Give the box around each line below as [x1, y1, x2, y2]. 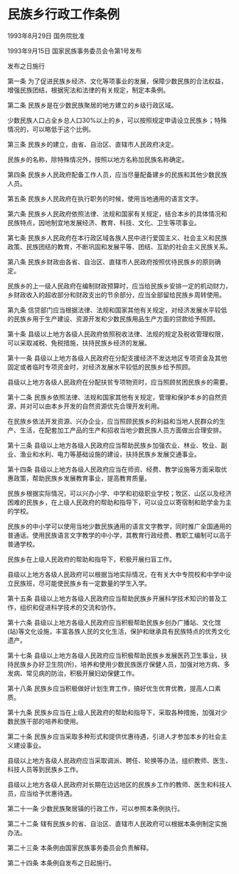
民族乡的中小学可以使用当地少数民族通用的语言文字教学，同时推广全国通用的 [7, 521, 232, 531]
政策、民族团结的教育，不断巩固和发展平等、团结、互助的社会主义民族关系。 [7, 242, 232, 251]
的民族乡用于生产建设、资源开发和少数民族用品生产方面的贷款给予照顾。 [7, 314, 219, 323]
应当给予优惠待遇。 [19, 789, 76, 798]
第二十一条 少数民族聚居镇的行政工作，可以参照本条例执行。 [7, 804, 184, 813]
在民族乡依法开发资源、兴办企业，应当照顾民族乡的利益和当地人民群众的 [7, 417, 219, 425]
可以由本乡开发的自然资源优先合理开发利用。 [31, 402, 164, 410]
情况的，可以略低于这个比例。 [7, 125, 95, 133]
